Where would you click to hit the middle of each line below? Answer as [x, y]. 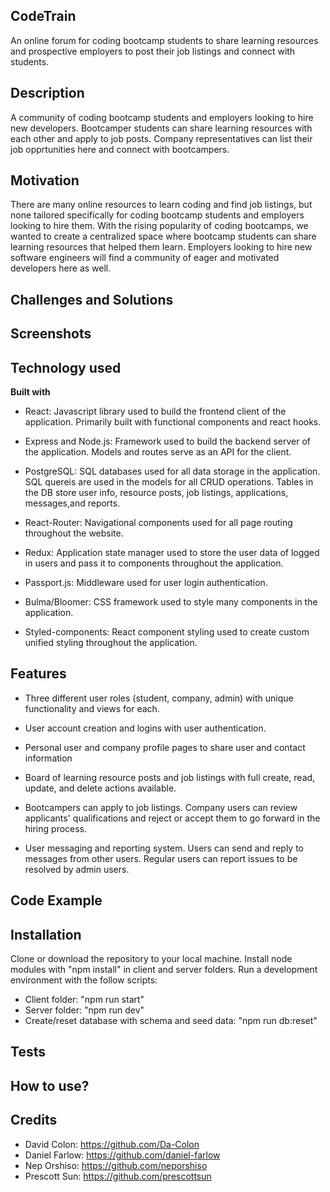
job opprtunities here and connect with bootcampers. [120, 149]
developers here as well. [61, 268]
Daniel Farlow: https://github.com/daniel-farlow [122, 1155]
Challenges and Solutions [92, 299]
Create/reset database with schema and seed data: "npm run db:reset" [171, 1021]
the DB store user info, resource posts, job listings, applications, [156, 493]
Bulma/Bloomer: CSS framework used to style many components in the [171, 602]
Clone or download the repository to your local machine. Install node [151, 959]
